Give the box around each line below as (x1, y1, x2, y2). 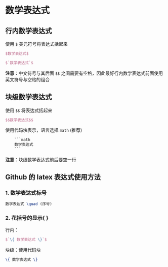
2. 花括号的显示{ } (5, 214, 49, 221)
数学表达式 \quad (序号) (5, 201, 52, 206)
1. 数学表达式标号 (5, 189, 47, 196)
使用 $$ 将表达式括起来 (5, 107, 53, 113)
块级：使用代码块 (5, 247, 41, 253)
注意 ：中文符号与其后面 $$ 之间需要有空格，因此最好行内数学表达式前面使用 (5, 70, 163, 76)
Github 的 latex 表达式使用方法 (5, 173, 101, 182)
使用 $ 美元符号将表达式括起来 (5, 41, 68, 47)
